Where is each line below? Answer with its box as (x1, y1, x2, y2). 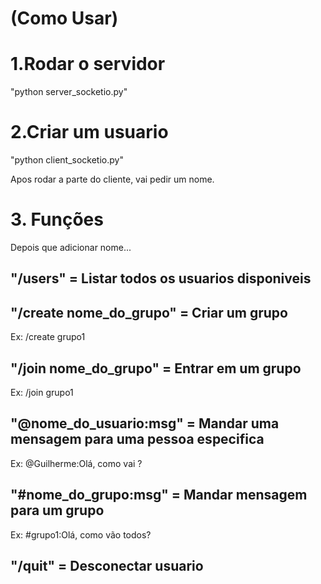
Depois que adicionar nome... (10, 242, 132, 253)
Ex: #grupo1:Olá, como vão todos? (10, 528, 152, 541)
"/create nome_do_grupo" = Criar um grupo (10, 304, 288, 321)
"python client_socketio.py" (10, 154, 124, 166)
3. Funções (10, 208, 104, 231)
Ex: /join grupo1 (10, 387, 74, 399)
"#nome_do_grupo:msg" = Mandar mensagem (10, 487, 308, 504)
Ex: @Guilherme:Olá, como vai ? (10, 457, 143, 469)
